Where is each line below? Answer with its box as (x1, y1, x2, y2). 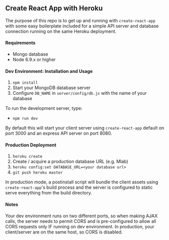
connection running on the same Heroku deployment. (5, 28, 117, 34)
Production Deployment (5, 142, 57, 148)
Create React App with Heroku (5, 4, 103, 13)
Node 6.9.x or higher (12, 57, 56, 63)
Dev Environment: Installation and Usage (5, 68, 93, 74)
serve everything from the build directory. (5, 190, 92, 196)
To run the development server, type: (5, 105, 82, 111)
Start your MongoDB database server (12, 85, 91, 91)
